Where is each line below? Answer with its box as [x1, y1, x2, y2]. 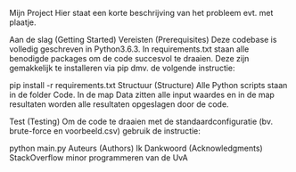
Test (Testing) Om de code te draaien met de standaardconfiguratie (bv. [9, 116, 274, 127]
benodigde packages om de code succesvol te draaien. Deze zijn [9, 53, 250, 63]
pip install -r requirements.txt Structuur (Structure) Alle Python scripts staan [9, 80, 288, 90]
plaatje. [9, 17, 37, 28]
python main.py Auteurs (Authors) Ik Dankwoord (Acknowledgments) [9, 143, 263, 153]
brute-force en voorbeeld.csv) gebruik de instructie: [9, 126, 201, 136]
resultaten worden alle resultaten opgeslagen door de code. [9, 99, 229, 110]
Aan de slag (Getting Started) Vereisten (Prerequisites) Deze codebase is [9, 35, 277, 45]
